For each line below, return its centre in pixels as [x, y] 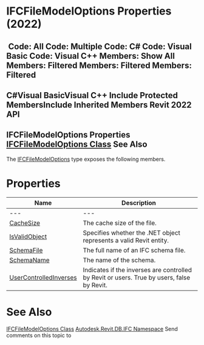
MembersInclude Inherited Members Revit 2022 [99, 105]
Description [139, 203]
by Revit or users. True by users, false [137, 277]
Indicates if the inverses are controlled [138, 270]
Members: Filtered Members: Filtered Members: [99, 65]
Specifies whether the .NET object [132, 233]
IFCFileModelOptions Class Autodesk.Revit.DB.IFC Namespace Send [92, 329]
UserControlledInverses [43, 277]
